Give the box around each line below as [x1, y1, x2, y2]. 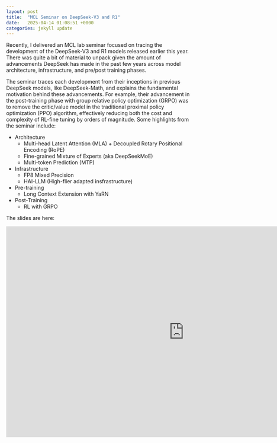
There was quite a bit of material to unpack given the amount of [6, 54, 162, 61]
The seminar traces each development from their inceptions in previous [6, 78, 181, 85]
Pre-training [14, 184, 44, 192]
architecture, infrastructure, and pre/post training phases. [6, 66, 147, 74]
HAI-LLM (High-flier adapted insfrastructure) [23, 178, 133, 185]
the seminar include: [6, 122, 56, 129]
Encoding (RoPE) [23, 146, 65, 154]
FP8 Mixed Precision [23, 171, 74, 179]
